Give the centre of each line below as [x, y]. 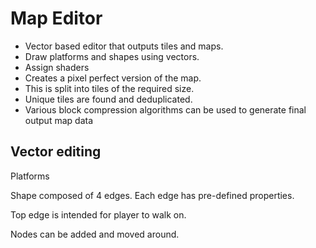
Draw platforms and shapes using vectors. [112, 56]
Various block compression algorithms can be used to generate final [165, 109]
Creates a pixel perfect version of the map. [113, 78]
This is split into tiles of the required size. [109, 88]
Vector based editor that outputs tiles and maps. [124, 46]
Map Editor [56, 18]
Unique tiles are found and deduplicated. [108, 99]
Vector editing [56, 152]
